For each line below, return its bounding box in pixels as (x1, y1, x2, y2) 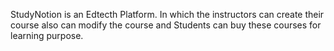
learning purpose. (10, 30, 84, 41)
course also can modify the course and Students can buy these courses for (10, 19, 322, 31)
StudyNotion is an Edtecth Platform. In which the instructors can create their (10, 9, 325, 20)
